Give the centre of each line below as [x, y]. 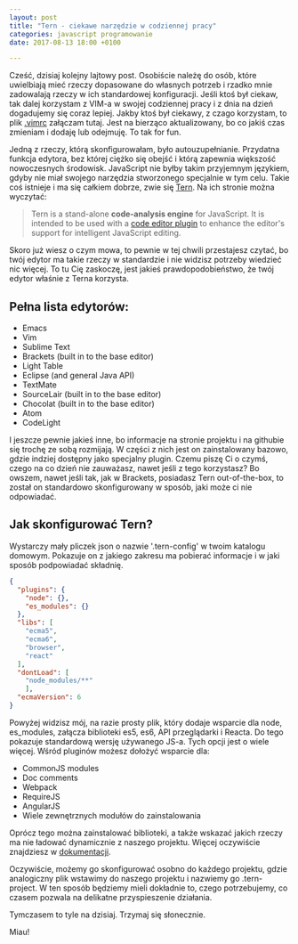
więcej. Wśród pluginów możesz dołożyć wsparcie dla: [110, 751]
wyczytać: [28, 197]
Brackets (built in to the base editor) [88, 356]
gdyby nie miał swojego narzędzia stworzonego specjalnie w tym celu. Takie [149, 178]
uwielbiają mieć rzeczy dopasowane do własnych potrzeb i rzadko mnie [141, 85]
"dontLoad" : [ [43, 672]
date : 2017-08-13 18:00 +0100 [65, 42]
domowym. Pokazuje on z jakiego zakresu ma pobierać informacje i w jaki [145, 555]
